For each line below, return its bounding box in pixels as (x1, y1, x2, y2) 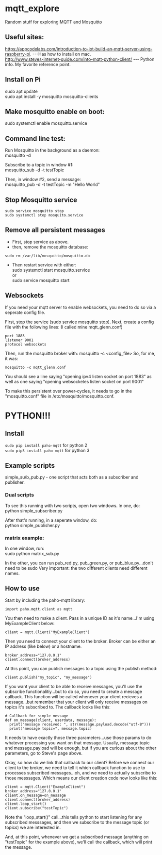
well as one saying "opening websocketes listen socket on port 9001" (5, 378, 144, 384)
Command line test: (5, 134, 65, 143)
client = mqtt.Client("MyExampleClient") (5, 629, 90, 635)
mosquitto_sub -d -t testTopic (5, 167, 65, 173)
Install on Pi (5, 76, 41, 84)
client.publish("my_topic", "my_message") (5, 675, 92, 680)
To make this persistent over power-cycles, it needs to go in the (5, 388, 132, 394)
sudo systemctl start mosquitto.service (12, 267, 90, 273)
